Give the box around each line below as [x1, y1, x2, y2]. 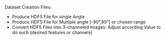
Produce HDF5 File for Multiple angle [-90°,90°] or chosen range [12, 19, 146, 25]
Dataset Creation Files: [5, 4, 52, 10]
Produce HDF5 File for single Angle [12, 14, 85, 19]
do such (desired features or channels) [12, 30, 93, 35]
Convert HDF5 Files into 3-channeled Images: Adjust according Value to [12, 24, 161, 30]
